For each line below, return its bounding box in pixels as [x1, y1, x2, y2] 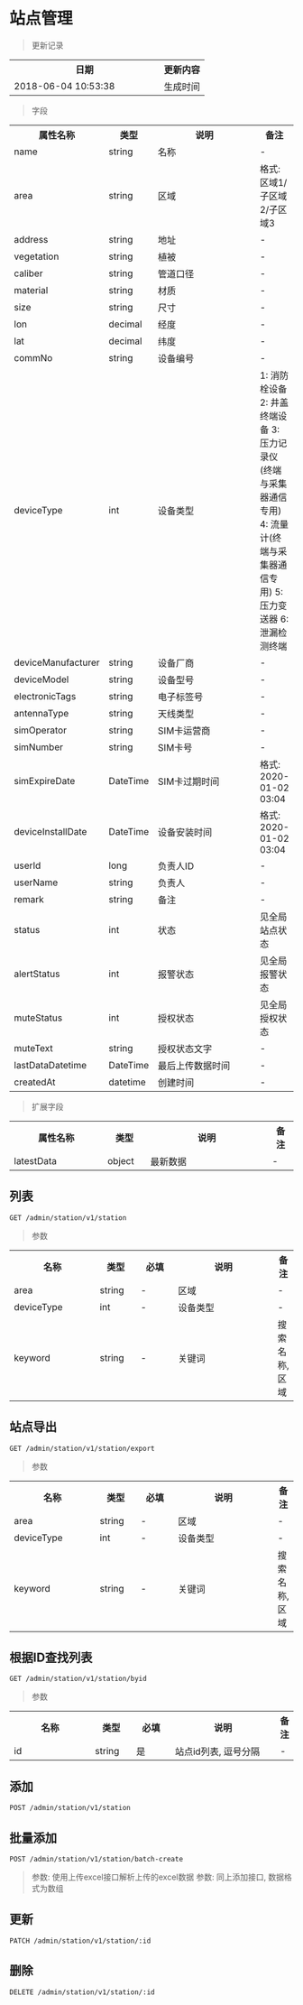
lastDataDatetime [14, 1058, 87, 1071]
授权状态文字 [157, 1042, 213, 1055]
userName [14, 876, 59, 889]
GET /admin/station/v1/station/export [9, 1444, 155, 1453]
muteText [14, 1041, 53, 1054]
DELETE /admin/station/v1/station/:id [9, 1987, 155, 1997]
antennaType [14, 707, 69, 719]
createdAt [14, 1076, 56, 1088]
